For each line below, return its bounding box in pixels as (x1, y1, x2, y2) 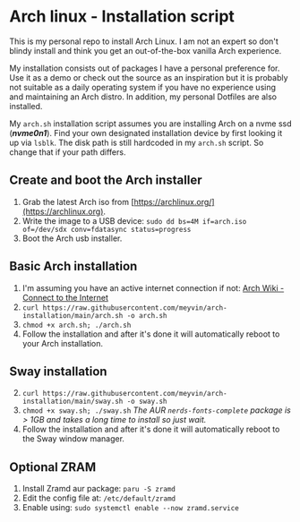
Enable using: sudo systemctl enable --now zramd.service (21, 502, 239, 513)
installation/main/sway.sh (21, 397, 124, 406)
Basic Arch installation (9, 259, 138, 274)
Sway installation (9, 364, 107, 379)
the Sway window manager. (21, 433, 125, 444)
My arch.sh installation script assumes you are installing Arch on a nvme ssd (9, 118, 293, 129)
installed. (9, 100, 43, 111)
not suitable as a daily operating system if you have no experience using (9, 81, 276, 92)
